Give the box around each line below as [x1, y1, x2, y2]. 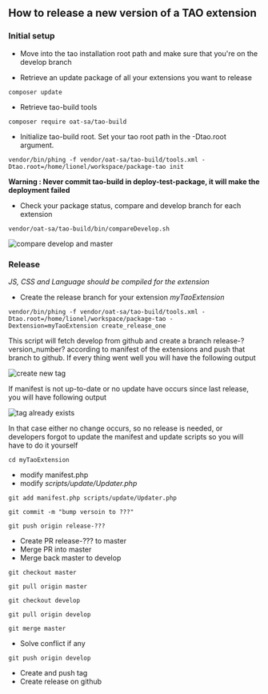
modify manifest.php [19, 470, 89, 479]
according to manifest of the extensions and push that [66, 344, 246, 354]
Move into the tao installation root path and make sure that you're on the [19, 48, 258, 58]
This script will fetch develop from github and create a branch [8, 335, 212, 345]
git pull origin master [8, 582, 88, 591]
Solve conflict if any [19, 638, 86, 648]
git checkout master [8, 568, 78, 576]
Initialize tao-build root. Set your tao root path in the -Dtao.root [19, 131, 226, 141]
